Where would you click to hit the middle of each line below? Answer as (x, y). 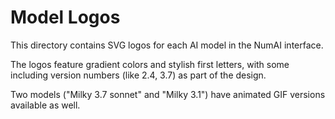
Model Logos (65, 17)
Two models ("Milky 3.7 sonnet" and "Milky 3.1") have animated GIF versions (168, 94)
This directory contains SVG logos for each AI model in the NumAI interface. (167, 45)
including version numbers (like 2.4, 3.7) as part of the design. (138, 75)
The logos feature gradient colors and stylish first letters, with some (150, 64)
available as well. (45, 105)
